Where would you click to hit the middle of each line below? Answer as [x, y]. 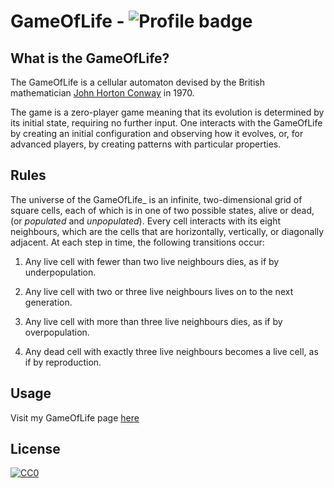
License [35, 449]
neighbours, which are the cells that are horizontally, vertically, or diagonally [167, 231]
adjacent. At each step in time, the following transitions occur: [137, 242]
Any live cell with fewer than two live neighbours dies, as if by [152, 261]
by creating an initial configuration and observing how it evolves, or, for [157, 133]
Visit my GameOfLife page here [75, 417]
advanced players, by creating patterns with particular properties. [146, 144]
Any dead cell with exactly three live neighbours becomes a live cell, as [171, 351]
